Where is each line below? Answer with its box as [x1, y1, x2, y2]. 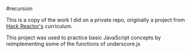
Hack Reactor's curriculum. [6, 23, 73, 29]
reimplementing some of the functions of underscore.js [6, 41, 141, 47]
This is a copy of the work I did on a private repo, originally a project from [6, 16, 185, 23]
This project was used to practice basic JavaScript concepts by [6, 34, 161, 41]
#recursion [6, 5, 33, 12]
